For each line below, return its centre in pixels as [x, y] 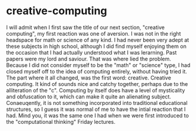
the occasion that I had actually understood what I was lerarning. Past [91, 52]
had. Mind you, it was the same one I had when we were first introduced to [97, 115]
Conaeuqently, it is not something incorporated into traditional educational [97, 103]
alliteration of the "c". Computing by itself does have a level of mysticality [96, 90]
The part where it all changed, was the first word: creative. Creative [88, 78]
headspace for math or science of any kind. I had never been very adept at [98, 40]
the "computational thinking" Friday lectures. [61, 122]
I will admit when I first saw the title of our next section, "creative [86, 27]
